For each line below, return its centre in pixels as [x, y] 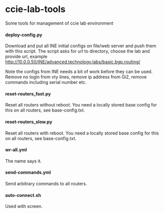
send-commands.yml [28, 172]
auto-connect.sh [23, 195]
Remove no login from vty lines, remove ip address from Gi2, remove [76, 77]
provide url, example [26, 57]
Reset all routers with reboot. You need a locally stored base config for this [82, 133]
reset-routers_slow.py [29, 122]
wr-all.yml [16, 150]
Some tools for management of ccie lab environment [59, 23]
